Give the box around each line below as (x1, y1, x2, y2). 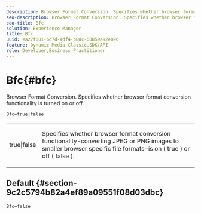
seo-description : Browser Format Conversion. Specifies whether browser (6, 14, 191, 20)
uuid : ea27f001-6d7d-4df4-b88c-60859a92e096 (6, 36, 119, 42)
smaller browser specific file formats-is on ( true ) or (41, 144, 190, 152)
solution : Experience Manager (6, 25, 82, 32)
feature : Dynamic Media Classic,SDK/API (6, 42, 109, 48)
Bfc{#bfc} (6, 73, 57, 87)
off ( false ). (41, 152, 75, 160)
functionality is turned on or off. (6, 99, 84, 106)
